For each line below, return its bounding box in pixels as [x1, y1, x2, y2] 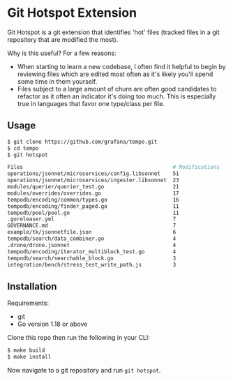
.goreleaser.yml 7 [7, 216, 176, 223]
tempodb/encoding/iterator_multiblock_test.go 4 [7, 248, 176, 255]
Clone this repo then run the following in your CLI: [7, 334, 150, 342]
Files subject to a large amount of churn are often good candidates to [17, 84, 217, 93]
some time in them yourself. [17, 77, 98, 85]
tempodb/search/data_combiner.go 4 [7, 235, 176, 242]
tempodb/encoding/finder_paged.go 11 [7, 202, 179, 210]
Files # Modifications [7, 164, 220, 171]
